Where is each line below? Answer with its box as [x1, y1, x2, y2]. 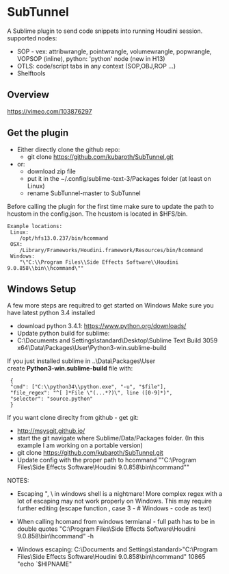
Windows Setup [7, 283, 77, 295]
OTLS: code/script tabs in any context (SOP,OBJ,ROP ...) [16, 62, 176, 70]
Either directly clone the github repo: [16, 145, 120, 153]
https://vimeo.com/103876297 [7, 107, 92, 115]
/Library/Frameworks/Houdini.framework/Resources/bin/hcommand [19, 247, 204, 253]
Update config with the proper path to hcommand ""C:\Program [16, 456, 197, 464]
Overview [7, 89, 50, 101]
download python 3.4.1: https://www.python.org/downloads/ [16, 322, 187, 330]
